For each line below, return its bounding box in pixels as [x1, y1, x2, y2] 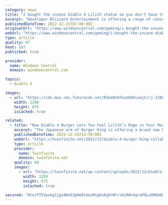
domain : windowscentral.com [9, 68, 68, 73]
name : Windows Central [9, 63, 57, 68]
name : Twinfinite [18, 151, 55, 156]
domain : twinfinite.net [18, 155, 68, 160]
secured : [5, 192, 23, 197]
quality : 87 [5, 40, 30, 45]
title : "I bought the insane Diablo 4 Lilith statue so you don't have [5, 12, 157, 17]
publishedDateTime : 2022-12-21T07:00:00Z [5, 21, 93, 27]
